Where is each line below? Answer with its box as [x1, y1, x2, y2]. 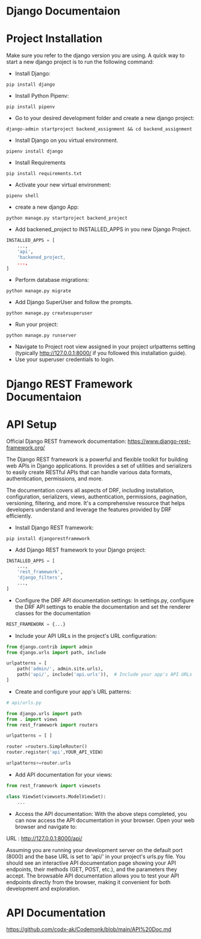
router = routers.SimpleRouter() [6, 743, 87, 750]
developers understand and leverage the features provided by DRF [6, 506, 172, 513]
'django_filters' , [17, 575, 63, 581]
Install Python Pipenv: [14, 92, 69, 100]
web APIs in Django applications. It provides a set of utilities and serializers [6, 462, 192, 469]
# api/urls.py [6, 699, 42, 705]
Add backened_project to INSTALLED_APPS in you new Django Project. [14, 226, 191, 233]
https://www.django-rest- [127, 438, 191, 445]
